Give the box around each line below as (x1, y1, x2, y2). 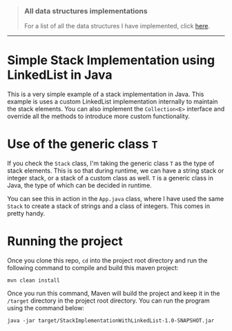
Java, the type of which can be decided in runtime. (7, 181, 152, 189)
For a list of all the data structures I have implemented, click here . (23, 22, 211, 30)
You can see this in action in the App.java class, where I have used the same (7, 195, 224, 203)
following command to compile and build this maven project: (7, 264, 179, 272)
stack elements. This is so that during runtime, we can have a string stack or (7, 167, 224, 175)
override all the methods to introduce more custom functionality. (7, 112, 191, 120)
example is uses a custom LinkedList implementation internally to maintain (7, 97, 218, 106)
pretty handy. (7, 209, 46, 218)
